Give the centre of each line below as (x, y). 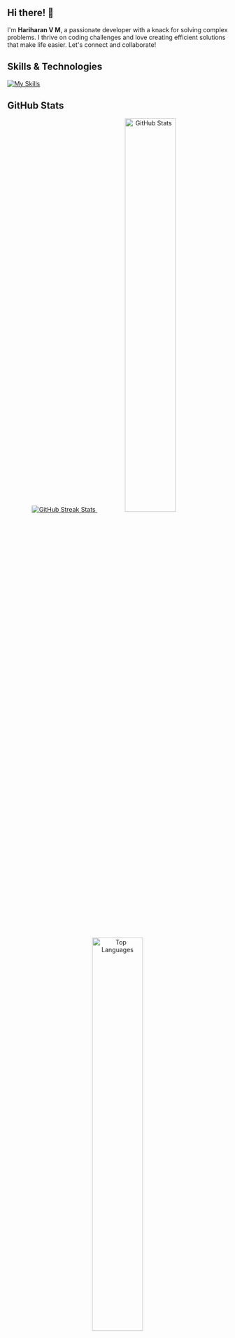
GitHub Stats (36, 106)
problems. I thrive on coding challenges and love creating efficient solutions (116, 37)
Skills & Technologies (55, 67)
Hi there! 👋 (31, 13)
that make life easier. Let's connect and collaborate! (82, 44)
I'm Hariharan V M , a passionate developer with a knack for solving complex (117, 29)
